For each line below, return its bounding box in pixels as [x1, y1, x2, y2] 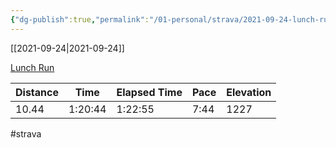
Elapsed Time [116, 85, 183, 99]
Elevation [226, 85, 272, 99]
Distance [15, 85, 59, 99]
